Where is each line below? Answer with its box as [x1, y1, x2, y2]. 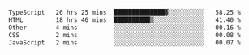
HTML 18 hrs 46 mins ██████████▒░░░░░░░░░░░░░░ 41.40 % [8, 15, 242, 24]
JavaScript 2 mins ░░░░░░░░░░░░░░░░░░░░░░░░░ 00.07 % [8, 38, 242, 47]
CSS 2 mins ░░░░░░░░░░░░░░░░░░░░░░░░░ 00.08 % [8, 31, 242, 39]
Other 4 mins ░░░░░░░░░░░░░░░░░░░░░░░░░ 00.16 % [8, 23, 242, 32]
